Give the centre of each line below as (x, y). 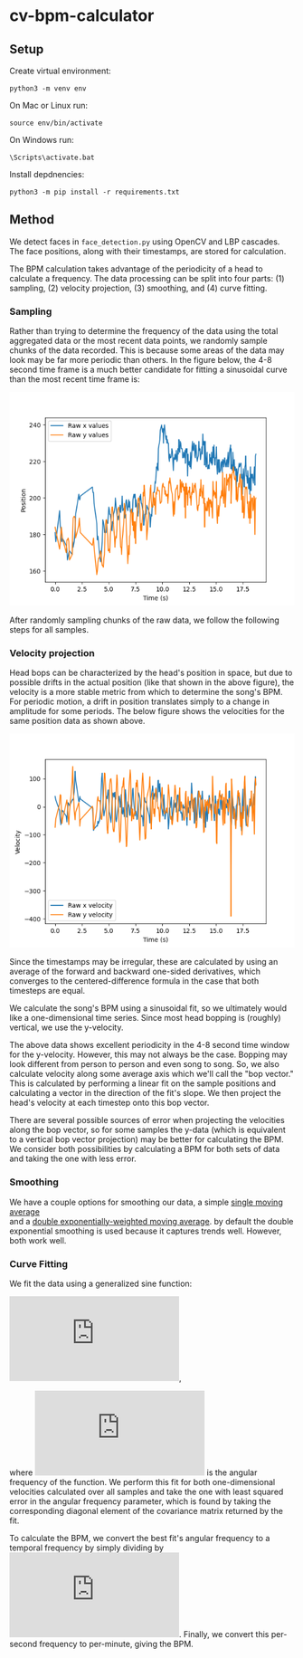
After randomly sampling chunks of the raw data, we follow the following (145, 620)
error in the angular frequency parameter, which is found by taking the (140, 1501)
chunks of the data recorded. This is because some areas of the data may (147, 350)
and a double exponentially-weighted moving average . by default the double (151, 1221)
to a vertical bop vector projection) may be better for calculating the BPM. (147, 1139)
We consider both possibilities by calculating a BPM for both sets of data (145, 1149)
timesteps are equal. (47, 991)
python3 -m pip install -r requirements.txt (95, 192)
